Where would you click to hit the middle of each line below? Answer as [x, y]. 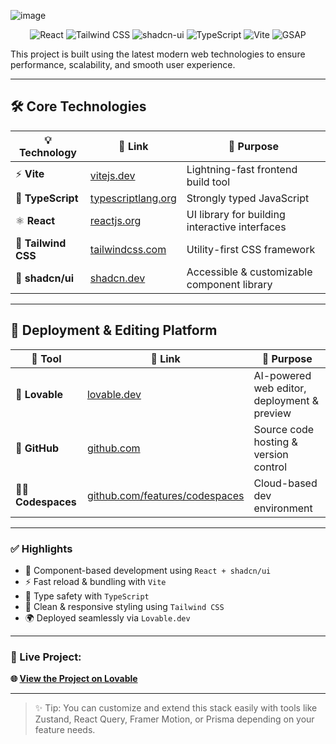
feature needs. [65, 730]
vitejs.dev [112, 175]
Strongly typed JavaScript [248, 198]
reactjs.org [115, 220]
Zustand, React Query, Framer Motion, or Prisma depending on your [174, 719]
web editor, [280, 388]
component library [229, 284]
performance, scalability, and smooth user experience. [123, 64]
